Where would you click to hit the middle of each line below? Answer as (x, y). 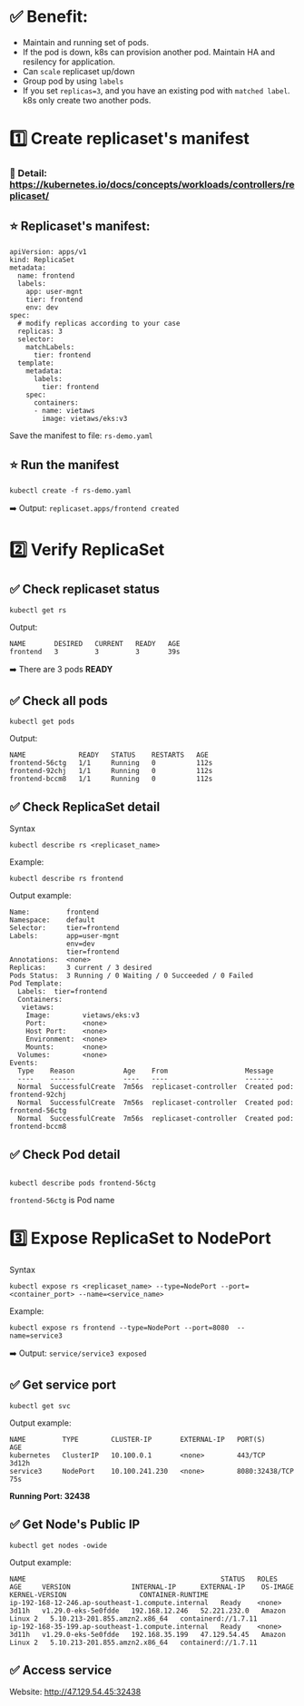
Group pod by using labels (73, 81)
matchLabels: (50, 347)
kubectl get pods (42, 722)
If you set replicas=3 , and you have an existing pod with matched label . (156, 90)
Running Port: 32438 (50, 1495)
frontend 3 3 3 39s (95, 652)
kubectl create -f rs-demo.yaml (70, 490)
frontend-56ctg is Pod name (62, 1201)
